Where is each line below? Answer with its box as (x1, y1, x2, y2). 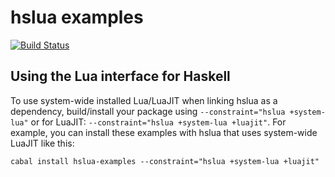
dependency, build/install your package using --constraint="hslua (10, 105, 286, 117)
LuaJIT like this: (10, 137, 75, 149)
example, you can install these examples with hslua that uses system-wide (10, 126, 318, 138)
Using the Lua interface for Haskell (10, 68, 231, 85)
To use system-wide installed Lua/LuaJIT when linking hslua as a (10, 94, 278, 106)
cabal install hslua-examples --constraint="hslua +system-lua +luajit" (10, 156, 320, 166)
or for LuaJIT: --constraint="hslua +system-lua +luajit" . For (30, 116, 287, 128)
